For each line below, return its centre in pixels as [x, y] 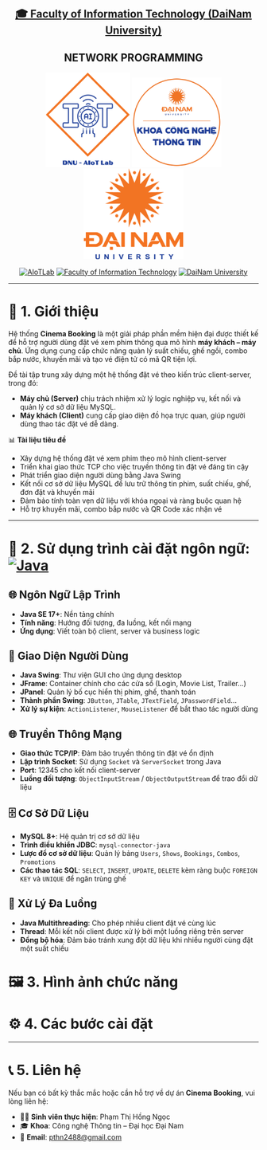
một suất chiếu [44, 948]
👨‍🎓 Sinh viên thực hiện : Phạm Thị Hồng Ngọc [95, 1117]
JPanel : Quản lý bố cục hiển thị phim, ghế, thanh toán [108, 692]
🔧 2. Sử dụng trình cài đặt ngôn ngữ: [129, 548]
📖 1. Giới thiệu [54, 311]
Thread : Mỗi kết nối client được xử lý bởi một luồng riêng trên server [132, 931]
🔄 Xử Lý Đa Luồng [53, 904]
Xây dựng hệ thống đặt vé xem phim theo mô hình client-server [123, 458]
